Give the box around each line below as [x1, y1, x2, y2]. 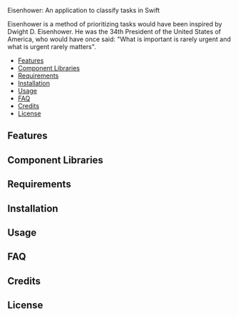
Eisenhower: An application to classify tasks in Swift [7, 6, 160, 14]
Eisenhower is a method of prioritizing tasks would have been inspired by [7, 20, 222, 28]
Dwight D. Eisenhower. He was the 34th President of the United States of [7, 28, 222, 36]
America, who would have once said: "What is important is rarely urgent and [7, 35, 232, 43]
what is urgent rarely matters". [7, 43, 96, 51]
